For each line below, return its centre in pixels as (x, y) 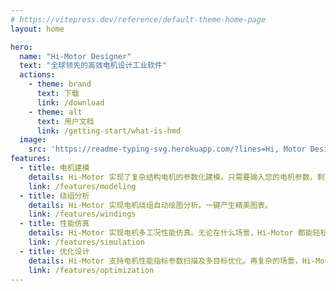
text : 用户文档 (65, 121)
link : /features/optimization (91, 270)
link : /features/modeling (82, 186)
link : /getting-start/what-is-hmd (109, 131)
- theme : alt (55, 112)
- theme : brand (60, 84)
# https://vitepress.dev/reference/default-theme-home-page (138, 19)
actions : (37, 75)
